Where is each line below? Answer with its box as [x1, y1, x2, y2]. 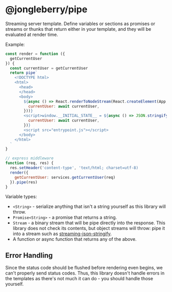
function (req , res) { [5, 160, 54, 166]
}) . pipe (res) [10, 179, 38, 185]
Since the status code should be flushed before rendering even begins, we [5, 265, 163, 271]
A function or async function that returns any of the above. [12, 236, 137, 242]
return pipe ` [10, 70, 38, 75]
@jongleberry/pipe [5, 4, 88, 15]
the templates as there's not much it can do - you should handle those [5, 276, 154, 282]
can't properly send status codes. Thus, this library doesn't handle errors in [5, 270, 165, 276]
